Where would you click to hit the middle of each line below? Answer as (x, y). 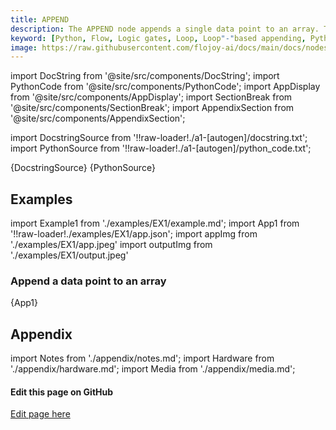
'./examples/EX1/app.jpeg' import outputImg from (111, 245)
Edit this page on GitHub (62, 392)
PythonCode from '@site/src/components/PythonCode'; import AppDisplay (165, 87)
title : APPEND (40, 19)
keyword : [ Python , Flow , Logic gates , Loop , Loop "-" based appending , (158, 38)
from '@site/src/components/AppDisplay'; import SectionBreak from (151, 97)
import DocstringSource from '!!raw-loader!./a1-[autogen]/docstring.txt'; (159, 138)
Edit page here (40, 414)
